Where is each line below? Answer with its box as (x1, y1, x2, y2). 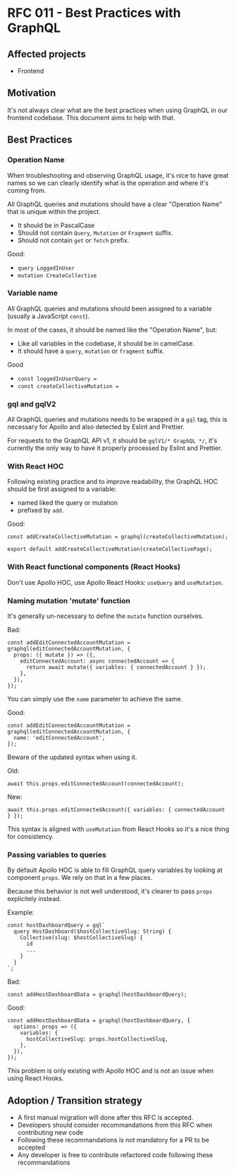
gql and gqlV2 (7, 399, 56, 409)
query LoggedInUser (17, 265, 75, 272)
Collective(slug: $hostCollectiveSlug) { (20, 934, 143, 941)
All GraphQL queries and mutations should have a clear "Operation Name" (7, 200, 223, 208)
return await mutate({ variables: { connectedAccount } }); (25, 663, 206, 671)
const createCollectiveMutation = (17, 382, 119, 389)
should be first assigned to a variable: (7, 485, 117, 493)
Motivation (7, 87, 56, 99)
